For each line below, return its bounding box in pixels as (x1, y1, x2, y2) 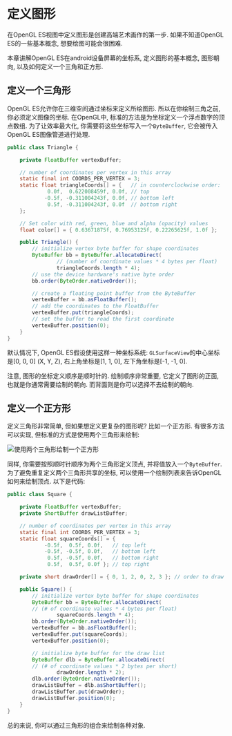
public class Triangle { (7, 144, 79, 151)
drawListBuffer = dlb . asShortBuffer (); (32, 682, 147, 689)
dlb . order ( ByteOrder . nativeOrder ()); (32, 675, 140, 683)
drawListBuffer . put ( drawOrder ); (32, 688, 126, 695)
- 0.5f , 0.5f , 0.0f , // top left (43, 542, 147, 549)
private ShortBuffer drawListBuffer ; (19, 510, 128, 517)
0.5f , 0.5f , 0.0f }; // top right (47, 561, 150, 568)
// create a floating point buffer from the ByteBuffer (32, 290, 196, 297)
